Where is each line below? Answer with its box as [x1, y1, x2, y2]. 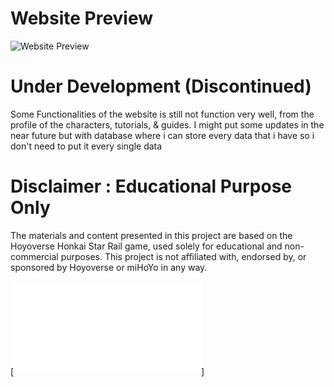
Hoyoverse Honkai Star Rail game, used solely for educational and [10, 240, 283, 252]
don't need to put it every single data [10, 140, 163, 152]
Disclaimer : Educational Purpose [10, 175, 293, 198]
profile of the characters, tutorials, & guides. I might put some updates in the [10, 118, 325, 131]
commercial [10, 250, 59, 262]
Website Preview [10, 7, 154, 30]
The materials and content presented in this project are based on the [10, 229, 293, 241]
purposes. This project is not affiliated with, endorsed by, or [60, 250, 307, 262]
